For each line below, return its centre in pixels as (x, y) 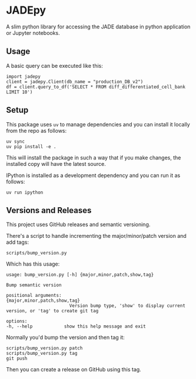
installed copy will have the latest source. (56, 164)
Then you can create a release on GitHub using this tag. (74, 370)
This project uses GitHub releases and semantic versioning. (78, 224)
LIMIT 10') (19, 92)
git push (17, 359)
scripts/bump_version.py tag (42, 354)
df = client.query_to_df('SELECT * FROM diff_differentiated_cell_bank (96, 87)
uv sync (16, 141)
